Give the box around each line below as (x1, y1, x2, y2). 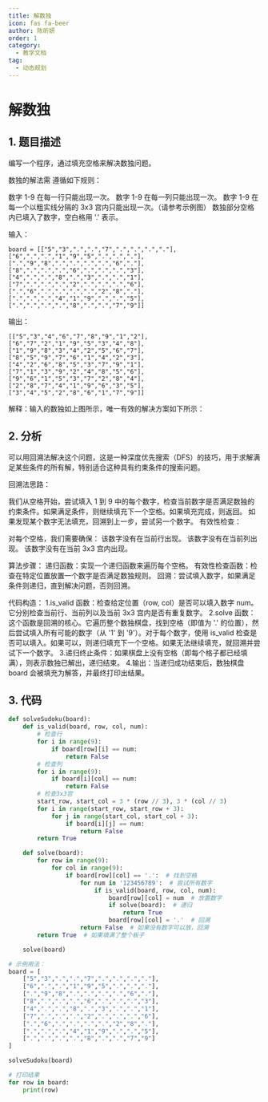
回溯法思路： (8, 479, 50, 489)
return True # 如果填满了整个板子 (37, 931, 145, 939)
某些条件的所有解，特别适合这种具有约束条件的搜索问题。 (14, 462, 205, 472)
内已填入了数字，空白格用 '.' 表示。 (8, 212, 123, 221)
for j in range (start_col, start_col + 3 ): (50, 812, 198, 820)
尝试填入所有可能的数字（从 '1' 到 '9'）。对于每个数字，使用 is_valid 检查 (14, 627, 250, 638)
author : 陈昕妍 (8, 26, 55, 34)
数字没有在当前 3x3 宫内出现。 (30, 543, 132, 553)
